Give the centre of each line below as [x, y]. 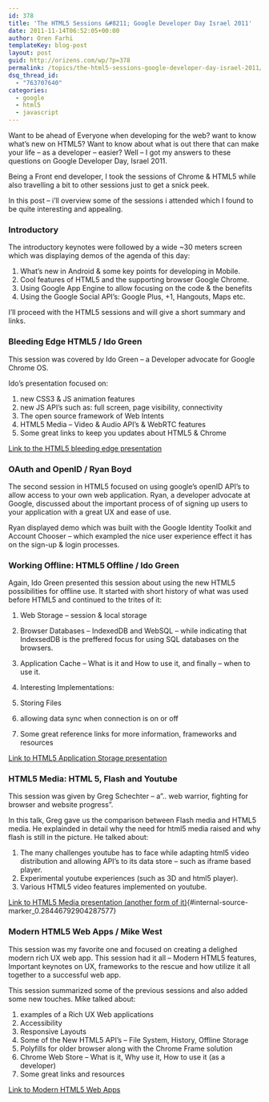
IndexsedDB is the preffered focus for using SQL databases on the [129, 640]
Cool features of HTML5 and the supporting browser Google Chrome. [134, 280]
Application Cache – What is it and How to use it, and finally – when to [135, 664]
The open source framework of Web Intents [92, 416]
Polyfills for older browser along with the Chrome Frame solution [126, 1048]
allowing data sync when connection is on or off [99, 719]
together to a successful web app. [65, 975]
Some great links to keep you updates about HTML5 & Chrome [123, 433]
